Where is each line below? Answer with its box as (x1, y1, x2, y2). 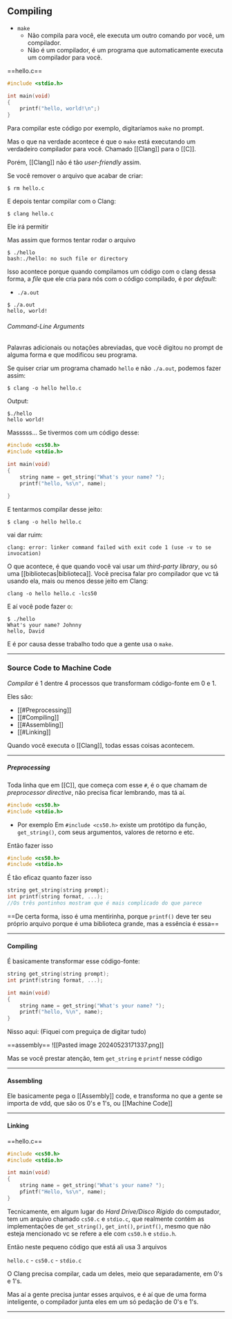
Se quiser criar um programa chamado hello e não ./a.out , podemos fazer (7, 364, 222, 372)
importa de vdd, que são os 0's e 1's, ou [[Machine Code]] (7, 1099, 173, 1108)
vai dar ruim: (7, 530, 43, 539)
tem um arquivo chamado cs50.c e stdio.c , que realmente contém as (7, 1215, 205, 1223)
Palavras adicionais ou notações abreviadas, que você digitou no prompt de (7, 343, 223, 352)
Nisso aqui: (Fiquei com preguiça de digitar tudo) (7, 1028, 146, 1036)
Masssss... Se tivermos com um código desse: (7, 428, 139, 437)
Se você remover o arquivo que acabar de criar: (7, 172, 144, 180)
